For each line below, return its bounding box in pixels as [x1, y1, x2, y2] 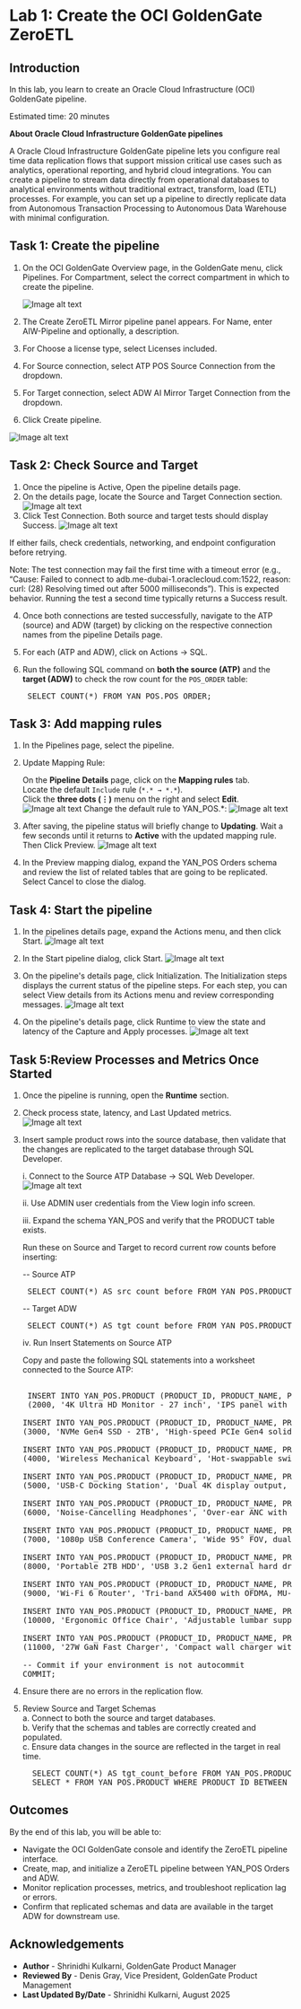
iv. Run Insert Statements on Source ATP [21, 1338, 172, 1348]
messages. [21, 999, 64, 1010]
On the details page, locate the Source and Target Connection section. [21, 491, 283, 502]
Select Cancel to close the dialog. [21, 876, 147, 887]
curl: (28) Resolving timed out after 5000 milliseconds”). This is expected [9, 583, 279, 593]
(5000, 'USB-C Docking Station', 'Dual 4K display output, [21, 1480, 288, 1491]
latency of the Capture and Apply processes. [21, 1026, 188, 1037]
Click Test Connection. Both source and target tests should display [21, 510, 269, 521]
